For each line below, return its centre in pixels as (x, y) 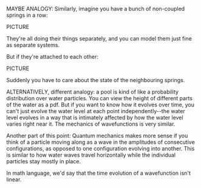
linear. (14, 180)
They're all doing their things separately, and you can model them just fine (99, 38)
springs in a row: (27, 15)
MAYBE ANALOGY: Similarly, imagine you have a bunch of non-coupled (96, 9)
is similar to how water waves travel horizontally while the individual (91, 155)
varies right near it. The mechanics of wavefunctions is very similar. (91, 124)
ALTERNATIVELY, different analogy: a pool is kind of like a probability (93, 92)
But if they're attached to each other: (53, 57)
